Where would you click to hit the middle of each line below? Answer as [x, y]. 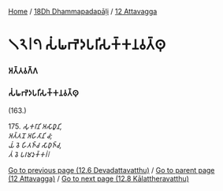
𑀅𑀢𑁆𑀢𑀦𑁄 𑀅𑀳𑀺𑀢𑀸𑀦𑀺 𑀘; [30, 136]
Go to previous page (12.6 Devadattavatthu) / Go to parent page [111, 170]
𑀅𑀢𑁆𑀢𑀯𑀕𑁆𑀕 [23, 71]
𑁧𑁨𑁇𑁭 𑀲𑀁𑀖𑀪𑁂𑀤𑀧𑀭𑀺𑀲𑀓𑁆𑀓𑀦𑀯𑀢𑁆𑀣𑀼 [87, 45]
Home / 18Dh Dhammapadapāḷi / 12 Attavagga [83, 11]
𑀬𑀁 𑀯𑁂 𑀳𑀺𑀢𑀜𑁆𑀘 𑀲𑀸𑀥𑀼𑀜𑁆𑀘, [35, 145]
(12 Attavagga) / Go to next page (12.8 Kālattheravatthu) [98, 179]
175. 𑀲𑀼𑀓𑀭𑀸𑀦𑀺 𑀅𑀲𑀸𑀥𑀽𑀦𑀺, [35, 126]
